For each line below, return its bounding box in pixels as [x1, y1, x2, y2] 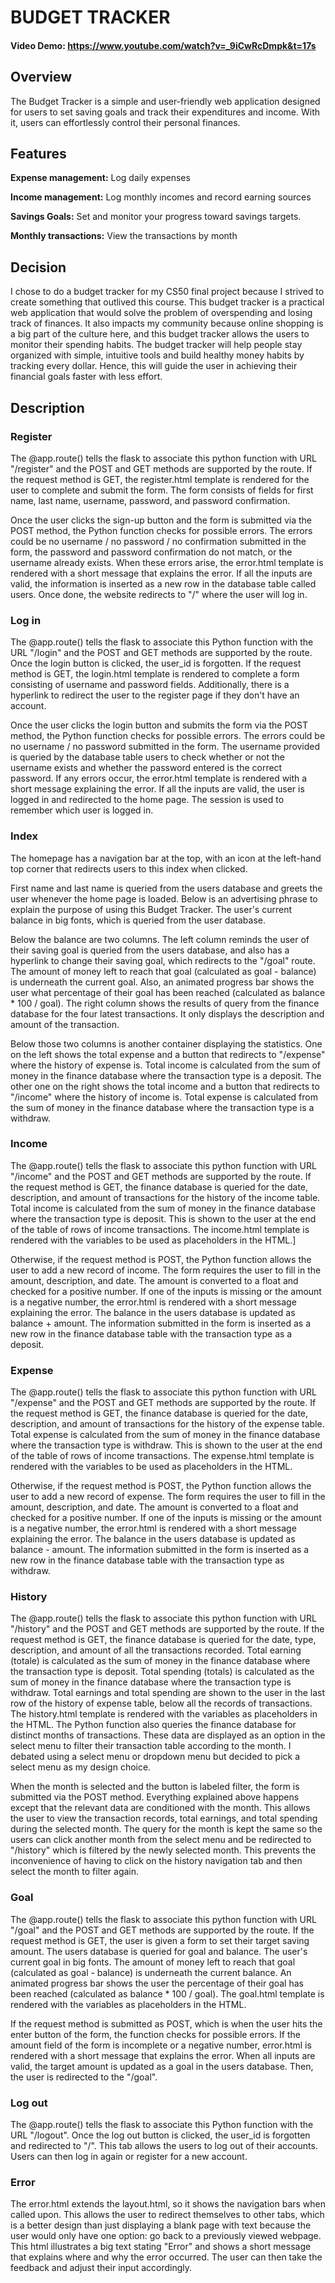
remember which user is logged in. [10, 804, 154, 816]
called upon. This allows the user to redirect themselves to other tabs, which [10, 2209, 325, 2221]
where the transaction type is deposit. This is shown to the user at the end [10, 1212, 317, 1225]
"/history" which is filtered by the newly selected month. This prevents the [10, 1844, 317, 1856]
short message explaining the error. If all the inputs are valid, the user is [10, 783, 305, 795]
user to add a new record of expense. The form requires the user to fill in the [10, 1491, 326, 1503]
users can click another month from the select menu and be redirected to [10, 1834, 312, 1846]
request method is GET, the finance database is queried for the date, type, [10, 1634, 317, 1646]
